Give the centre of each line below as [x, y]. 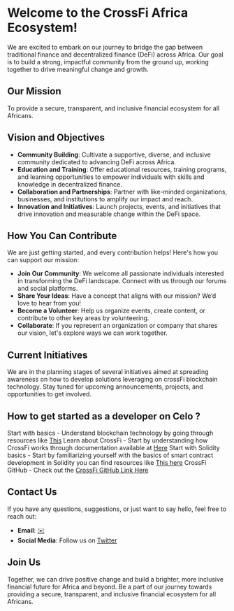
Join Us [24, 562]
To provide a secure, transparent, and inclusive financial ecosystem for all [114, 108]
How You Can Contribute [62, 236]
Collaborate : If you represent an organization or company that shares [117, 326]
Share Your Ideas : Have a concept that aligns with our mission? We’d [117, 296]
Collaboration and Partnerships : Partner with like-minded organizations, [122, 192]
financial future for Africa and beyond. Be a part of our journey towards [110, 587]
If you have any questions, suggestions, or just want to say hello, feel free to [117, 509]
